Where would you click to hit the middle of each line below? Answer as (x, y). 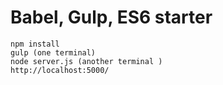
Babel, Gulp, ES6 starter (111, 17)
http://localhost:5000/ (60, 70)
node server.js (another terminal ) (86, 61)
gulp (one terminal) (53, 52)
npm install (35, 44)
